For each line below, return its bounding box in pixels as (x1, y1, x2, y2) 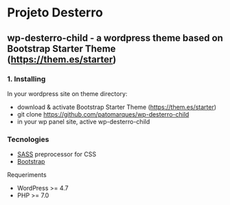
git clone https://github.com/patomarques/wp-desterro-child (16, 110, 189, 118)
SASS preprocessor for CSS (16, 150, 97, 158)
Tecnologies (7, 134, 49, 144)
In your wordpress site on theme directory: (7, 89, 128, 97)
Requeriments (7, 171, 47, 179)
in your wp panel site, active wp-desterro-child (16, 117, 150, 125)
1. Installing (7, 74, 46, 84)
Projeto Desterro (7, 5, 103, 21)
